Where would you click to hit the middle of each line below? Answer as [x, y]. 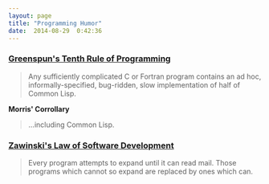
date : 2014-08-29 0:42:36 [55, 31]
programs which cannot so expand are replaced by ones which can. [141, 171]
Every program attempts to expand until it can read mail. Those [132, 162]
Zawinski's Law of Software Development [91, 145]
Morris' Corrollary [39, 108]
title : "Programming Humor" [55, 23]
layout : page [30, 16]
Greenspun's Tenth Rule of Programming [90, 59]
